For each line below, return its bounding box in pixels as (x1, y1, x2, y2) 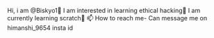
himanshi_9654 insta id (7, 24, 73, 32)
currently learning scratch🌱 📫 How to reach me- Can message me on (7, 14, 207, 22)
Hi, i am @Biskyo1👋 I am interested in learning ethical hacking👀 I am (7, 7, 201, 14)
